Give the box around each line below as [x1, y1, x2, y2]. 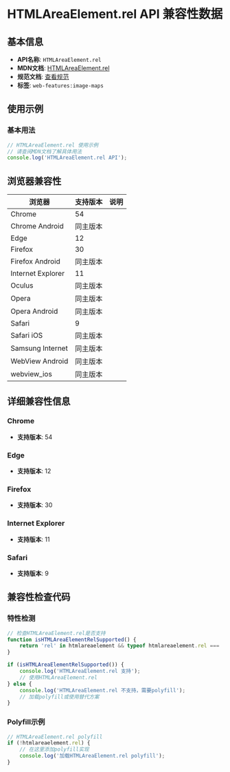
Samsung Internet [10, 343, 69, 353]
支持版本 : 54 [16, 433, 53, 441]
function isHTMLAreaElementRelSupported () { [7, 636, 137, 643]
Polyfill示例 [7, 717, 45, 727]
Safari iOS [10, 331, 43, 341]
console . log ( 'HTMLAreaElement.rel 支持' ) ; [19, 668, 141, 675]
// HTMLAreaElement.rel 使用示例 [7, 142, 99, 149]
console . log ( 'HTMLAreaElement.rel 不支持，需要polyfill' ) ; [19, 687, 186, 694]
